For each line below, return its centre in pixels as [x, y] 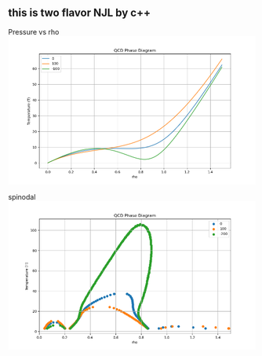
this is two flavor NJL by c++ [80, 13]
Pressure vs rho [34, 31]
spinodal [22, 197]
